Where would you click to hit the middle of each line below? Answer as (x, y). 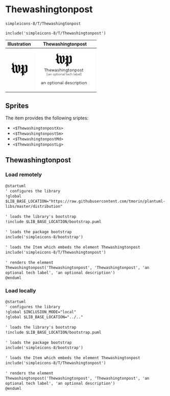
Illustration (19, 44)
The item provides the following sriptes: (47, 118)
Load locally (21, 290)
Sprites (17, 106)
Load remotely (24, 175)
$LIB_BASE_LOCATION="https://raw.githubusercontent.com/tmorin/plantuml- (86, 201)
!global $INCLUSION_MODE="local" (41, 312)
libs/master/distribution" (34, 206)
